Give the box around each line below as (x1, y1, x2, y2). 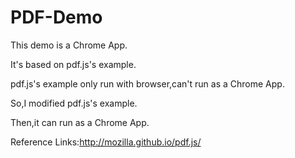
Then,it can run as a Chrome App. (10, 116, 150, 128)
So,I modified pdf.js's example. (10, 97, 138, 109)
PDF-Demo (10, 6, 103, 29)
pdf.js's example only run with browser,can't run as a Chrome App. (10, 77, 285, 90)
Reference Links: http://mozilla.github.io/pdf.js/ (10, 136, 202, 148)
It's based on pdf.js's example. (10, 58, 137, 70)
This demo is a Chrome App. (10, 39, 128, 51)
